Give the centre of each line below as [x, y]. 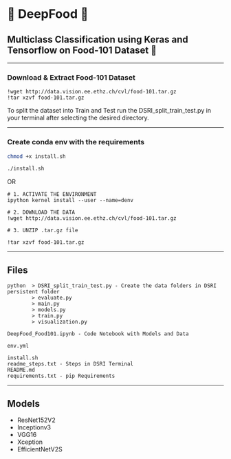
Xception [30, 442]
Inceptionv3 [34, 427]
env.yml [18, 346]
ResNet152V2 [36, 420]
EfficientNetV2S [40, 449]
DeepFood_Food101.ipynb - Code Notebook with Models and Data [98, 334]
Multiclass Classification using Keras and [98, 40]
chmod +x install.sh [37, 156]
